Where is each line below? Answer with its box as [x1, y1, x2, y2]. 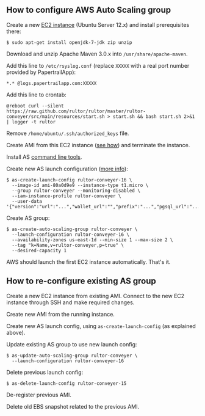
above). [6, 329, 26, 336]
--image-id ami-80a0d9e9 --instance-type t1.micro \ [12, 182, 149, 188]
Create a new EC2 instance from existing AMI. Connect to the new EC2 [6, 292, 185, 299]
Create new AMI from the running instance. [6, 310, 115, 318]
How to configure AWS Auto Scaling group [6, 5, 171, 15]
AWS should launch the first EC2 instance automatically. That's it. [6, 258, 171, 265]
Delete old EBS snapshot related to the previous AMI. [6, 403, 139, 410]
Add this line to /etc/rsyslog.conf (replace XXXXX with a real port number [6, 62, 190, 69]
